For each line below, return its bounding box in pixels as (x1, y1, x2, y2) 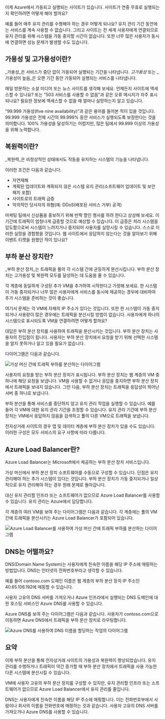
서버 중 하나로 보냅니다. (5, 390, 50, 396)
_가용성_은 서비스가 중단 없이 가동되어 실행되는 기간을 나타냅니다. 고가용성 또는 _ (5, 69, 159, 75)
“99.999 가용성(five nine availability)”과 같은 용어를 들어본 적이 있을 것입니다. (5, 108, 156, 114)
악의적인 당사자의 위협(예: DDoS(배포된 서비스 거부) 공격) (12, 202, 122, 208)
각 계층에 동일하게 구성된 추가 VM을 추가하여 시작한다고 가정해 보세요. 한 (5, 283, 144, 289)
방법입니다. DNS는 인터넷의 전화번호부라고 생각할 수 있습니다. (5, 567, 123, 573)
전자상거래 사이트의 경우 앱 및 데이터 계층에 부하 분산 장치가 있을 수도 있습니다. (5, 424, 156, 429)
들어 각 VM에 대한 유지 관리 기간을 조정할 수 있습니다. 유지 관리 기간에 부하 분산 (5, 407, 157, 413)
